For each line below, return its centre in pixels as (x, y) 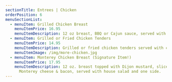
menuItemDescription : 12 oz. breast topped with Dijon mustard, (84, 67)
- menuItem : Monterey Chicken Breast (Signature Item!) (71, 57)
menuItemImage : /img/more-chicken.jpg (56, 52)
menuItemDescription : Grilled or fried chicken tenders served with (89, 48)
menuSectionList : (24, 19)
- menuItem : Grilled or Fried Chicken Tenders (60, 39)
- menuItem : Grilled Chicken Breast (49, 24)
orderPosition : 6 (24, 15)
